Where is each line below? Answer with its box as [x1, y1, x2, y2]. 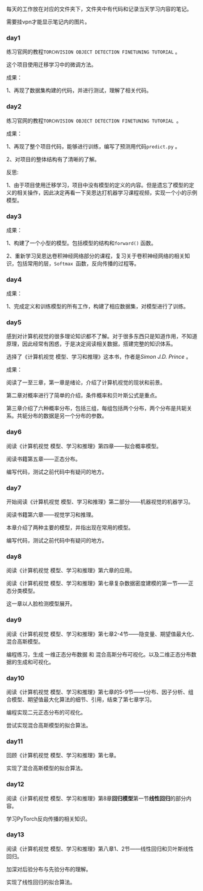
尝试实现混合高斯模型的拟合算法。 [6, 721, 92, 729]
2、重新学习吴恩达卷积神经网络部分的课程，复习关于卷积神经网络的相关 [6, 252, 185, 259]
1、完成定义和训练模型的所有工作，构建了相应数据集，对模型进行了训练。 [6, 302, 189, 310]
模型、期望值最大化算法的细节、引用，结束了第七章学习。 [11, 696, 155, 703]
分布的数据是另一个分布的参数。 [27, 412, 107, 419]
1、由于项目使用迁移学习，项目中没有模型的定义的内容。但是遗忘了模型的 [6, 181, 189, 189]
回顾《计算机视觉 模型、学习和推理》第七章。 [6, 752, 119, 759]
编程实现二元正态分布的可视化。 [6, 709, 86, 716]
